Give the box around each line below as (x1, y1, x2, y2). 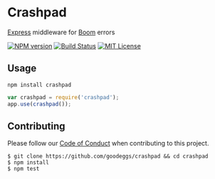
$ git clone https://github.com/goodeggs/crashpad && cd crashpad (7, 153, 209, 160)
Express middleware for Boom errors (7, 28, 115, 36)
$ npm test (7, 165, 40, 173)
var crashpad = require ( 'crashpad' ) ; (7, 93, 120, 101)
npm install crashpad (7, 81, 72, 88)
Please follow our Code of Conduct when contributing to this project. (7, 139, 209, 148)
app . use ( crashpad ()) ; (7, 101, 72, 108)
